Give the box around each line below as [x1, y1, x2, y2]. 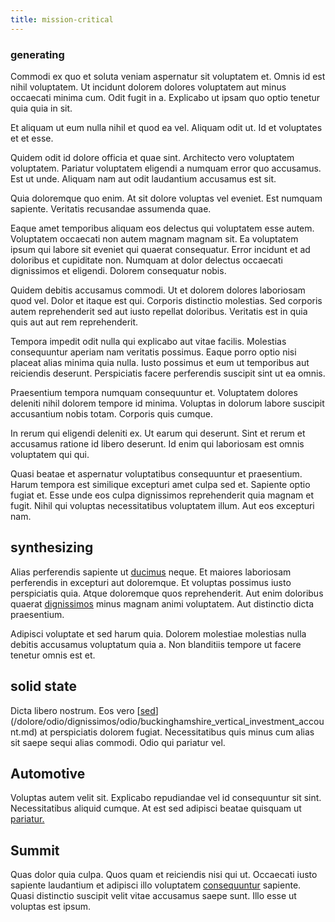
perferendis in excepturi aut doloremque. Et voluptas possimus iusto [10, 576, 292, 588]
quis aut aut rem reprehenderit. [10, 316, 139, 328]
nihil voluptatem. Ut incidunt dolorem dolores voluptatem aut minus [10, 81, 287, 93]
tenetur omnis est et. [10, 649, 96, 661]
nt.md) [10, 726, 38, 738]
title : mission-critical [10, 14, 114, 25]
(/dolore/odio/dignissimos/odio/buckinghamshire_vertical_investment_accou [10, 715, 325, 727]
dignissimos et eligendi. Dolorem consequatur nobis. [10, 264, 227, 276]
